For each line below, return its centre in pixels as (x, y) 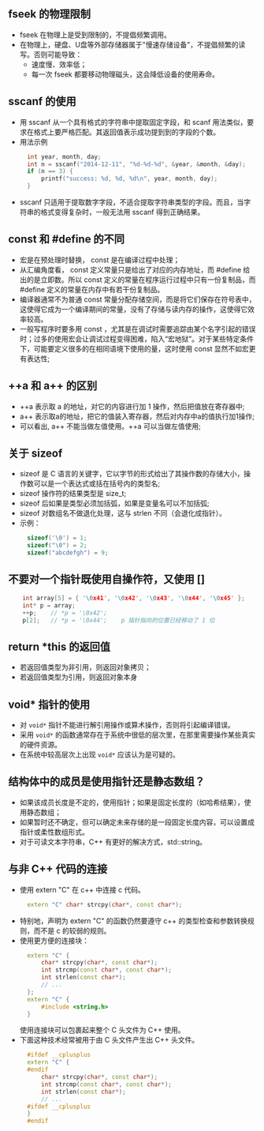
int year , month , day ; (64, 156)
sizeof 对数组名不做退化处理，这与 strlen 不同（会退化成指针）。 (123, 513)
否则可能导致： (58, 54)
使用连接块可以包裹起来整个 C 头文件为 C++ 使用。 (102, 1030)
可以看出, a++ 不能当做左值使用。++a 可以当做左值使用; (110, 426)
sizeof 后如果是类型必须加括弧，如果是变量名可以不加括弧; (115, 503)
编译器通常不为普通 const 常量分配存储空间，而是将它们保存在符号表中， (138, 299)
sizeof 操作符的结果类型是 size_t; (73, 494)
